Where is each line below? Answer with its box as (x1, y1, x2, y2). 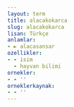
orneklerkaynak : (7, 82, 55, 89)
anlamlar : (7, 37, 37, 44)
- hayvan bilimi (13, 63, 61, 70)
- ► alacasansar (7, 43, 55, 50)
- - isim (7, 56, 33, 63)
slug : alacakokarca (7, 23, 65, 30)
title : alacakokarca (7, 17, 68, 24)
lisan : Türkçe (7, 30, 49, 37)
